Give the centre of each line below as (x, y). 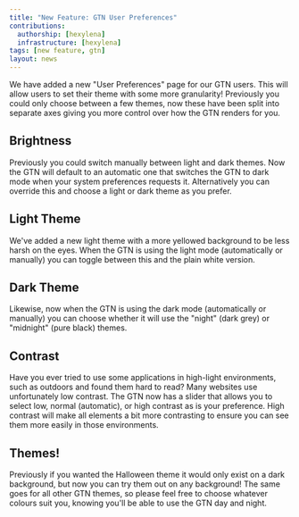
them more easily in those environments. (84, 425)
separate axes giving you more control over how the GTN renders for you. (145, 113)
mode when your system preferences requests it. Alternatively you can (140, 181)
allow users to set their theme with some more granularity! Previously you (144, 94)
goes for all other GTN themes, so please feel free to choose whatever (138, 494)
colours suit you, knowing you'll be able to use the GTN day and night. (138, 503)
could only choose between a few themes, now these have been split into (144, 103)
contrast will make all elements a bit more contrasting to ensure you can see (149, 415)
